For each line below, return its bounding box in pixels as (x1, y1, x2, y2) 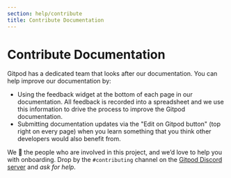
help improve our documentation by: (7, 77, 111, 86)
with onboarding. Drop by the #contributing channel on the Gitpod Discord (7, 156, 223, 164)
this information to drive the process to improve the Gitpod (17, 105, 186, 113)
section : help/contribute (7, 10, 82, 17)
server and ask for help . (7, 163, 77, 171)
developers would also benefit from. (17, 135, 122, 143)
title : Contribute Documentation (7, 17, 104, 24)
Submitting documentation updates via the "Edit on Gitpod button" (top (17, 120, 221, 129)
